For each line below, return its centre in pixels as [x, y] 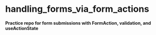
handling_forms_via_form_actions [77, 9]
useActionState [22, 28]
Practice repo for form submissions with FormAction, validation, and [78, 23]
